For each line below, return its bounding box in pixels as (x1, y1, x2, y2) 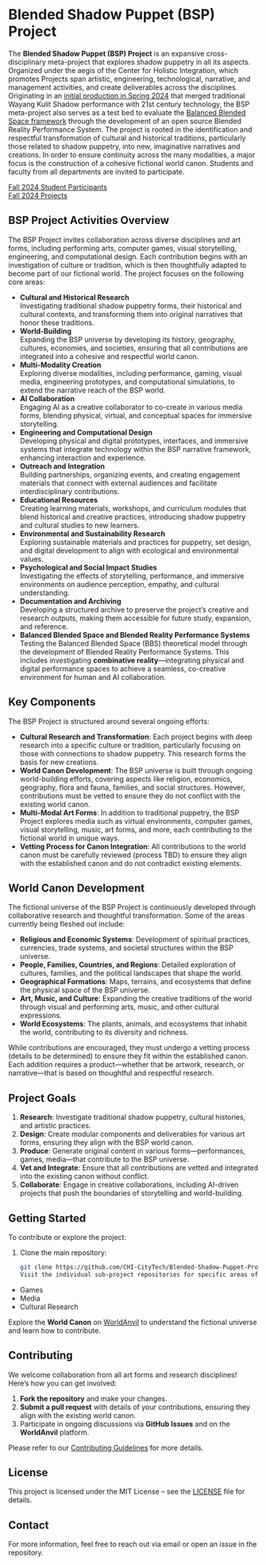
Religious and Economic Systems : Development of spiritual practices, (19, 935, 251, 945)
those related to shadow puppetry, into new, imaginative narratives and (8, 141, 241, 151)
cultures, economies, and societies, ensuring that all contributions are (19, 343, 249, 353)
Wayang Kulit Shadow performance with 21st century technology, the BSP (8, 99, 250, 109)
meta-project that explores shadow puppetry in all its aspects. (47, 57, 251, 67)
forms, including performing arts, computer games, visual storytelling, (8, 243, 237, 253)
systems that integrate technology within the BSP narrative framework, (19, 444, 252, 454)
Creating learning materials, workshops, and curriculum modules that (19, 503, 247, 513)
